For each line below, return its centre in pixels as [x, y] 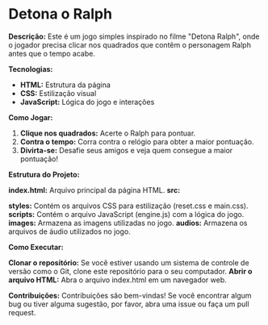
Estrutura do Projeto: [44, 174]
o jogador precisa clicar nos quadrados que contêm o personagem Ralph [130, 44]
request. [22, 312]
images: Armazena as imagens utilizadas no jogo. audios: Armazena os [128, 223]
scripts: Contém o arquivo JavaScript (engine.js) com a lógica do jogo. [126, 214]
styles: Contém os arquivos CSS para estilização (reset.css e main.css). [128, 206]
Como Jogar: [31, 117]
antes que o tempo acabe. [52, 53]
